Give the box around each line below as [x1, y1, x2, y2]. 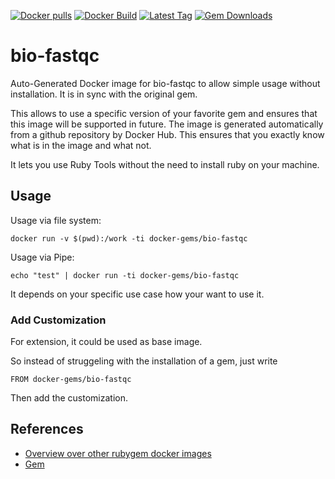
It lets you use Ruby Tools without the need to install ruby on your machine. [10, 158, 320, 170]
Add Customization [10, 313, 107, 327]
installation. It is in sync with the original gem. [10, 88, 198, 100]
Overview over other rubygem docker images [24, 447, 212, 459]
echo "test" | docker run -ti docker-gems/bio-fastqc [10, 270, 240, 280]
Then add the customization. [10, 392, 129, 404]
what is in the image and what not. [10, 139, 152, 151]
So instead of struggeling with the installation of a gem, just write [10, 355, 278, 367]
